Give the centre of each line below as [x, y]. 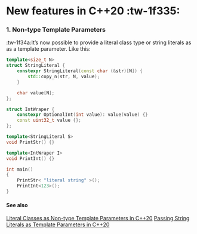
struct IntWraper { [30, 109]
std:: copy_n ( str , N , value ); [64, 77]
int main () [20, 169]
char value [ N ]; [36, 93]
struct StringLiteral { [36, 66]
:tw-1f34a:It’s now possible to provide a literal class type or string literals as [99, 42]
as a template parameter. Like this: [48, 49]
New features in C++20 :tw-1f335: [93, 11]
